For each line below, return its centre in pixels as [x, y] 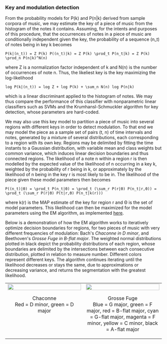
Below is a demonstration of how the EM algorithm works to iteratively [77, 223]
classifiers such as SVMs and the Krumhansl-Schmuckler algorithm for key [82, 107]
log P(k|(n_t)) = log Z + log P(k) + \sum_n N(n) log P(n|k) [70, 87]
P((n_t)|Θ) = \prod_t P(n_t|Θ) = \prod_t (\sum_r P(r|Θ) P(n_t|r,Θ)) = [81, 189]
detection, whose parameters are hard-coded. [52, 112]
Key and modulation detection [42, 7]
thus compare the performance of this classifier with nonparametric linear [81, 101]
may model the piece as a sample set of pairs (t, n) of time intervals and [79, 132]
